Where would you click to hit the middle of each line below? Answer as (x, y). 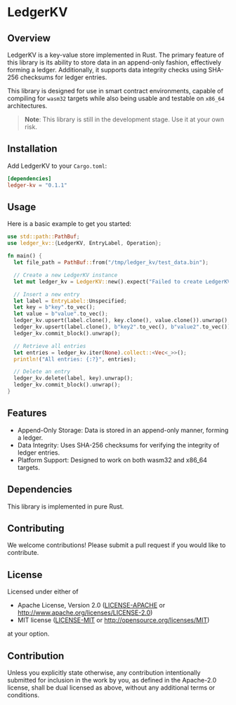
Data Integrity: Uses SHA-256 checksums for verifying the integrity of (118, 445)
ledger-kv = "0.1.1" (38, 185)
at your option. (28, 634)
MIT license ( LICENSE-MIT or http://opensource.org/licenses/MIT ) (113, 620)
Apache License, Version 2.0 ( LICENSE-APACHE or (91, 605)
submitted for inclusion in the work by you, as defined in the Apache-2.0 (112, 680)
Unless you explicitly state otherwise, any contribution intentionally (104, 672)
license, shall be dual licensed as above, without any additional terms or (111, 687)
